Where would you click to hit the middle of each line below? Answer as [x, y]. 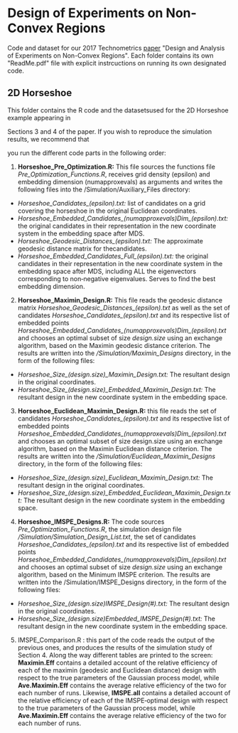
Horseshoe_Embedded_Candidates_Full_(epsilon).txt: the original [113, 256]
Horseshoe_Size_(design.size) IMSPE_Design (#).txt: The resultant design [123, 603]
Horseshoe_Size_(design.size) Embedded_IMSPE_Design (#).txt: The [116, 618]
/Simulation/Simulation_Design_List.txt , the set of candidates [107, 537]
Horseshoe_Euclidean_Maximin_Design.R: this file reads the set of [117, 411]
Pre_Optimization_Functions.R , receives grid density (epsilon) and [114, 174]
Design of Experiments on [85, 13]
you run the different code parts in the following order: [87, 153]
